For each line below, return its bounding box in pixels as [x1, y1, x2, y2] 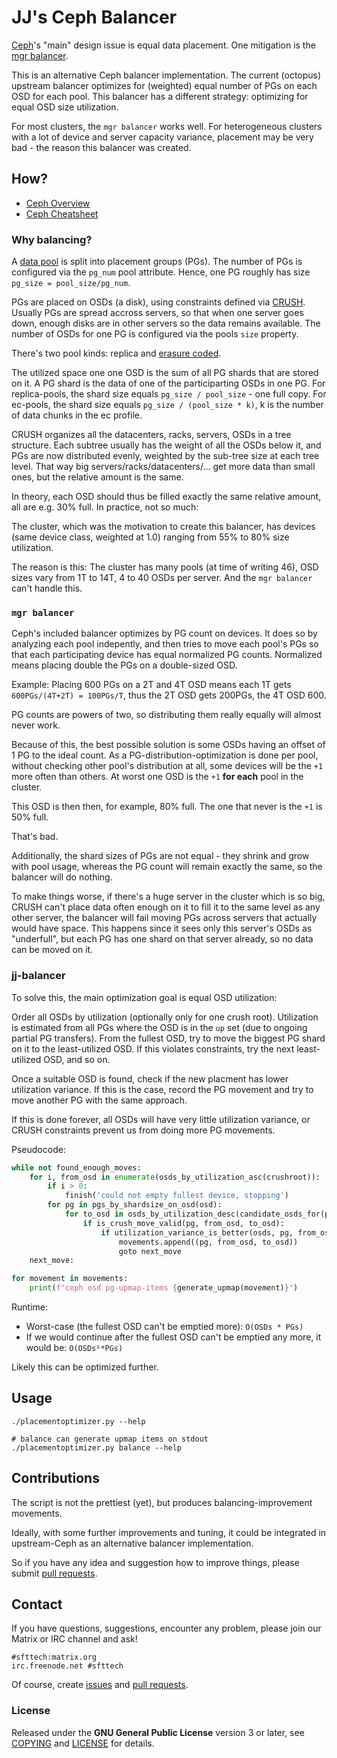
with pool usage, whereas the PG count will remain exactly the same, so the [11, 861, 323, 873]
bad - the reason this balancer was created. [11, 141, 192, 153]
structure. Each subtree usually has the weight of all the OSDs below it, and [11, 439, 322, 451]
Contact [11, 1596, 63, 1613]
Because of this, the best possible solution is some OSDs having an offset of [11, 739, 326, 751]
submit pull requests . [11, 1567, 98, 1579]
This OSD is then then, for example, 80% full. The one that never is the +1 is [11, 801, 323, 813]
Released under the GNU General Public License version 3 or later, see [11, 1726, 305, 1738]
